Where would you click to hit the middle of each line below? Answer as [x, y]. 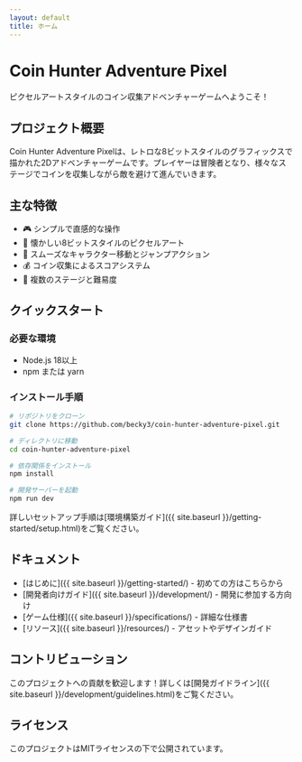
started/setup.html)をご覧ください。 [77, 528]
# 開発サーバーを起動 [44, 490]
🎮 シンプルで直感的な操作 [71, 229]
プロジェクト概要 [57, 128]
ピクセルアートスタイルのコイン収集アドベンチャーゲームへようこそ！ [139, 97]
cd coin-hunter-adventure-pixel [70, 449]
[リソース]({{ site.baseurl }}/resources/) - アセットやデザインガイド [147, 627]
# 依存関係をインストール [50, 466]
